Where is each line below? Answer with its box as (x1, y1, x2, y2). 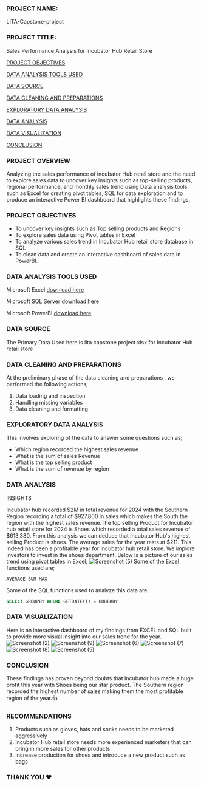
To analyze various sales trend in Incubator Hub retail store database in (15, 238, 194, 245)
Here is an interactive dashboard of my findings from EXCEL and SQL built (6, 626, 192, 634)
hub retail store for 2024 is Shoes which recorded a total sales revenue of (6, 525, 191, 533)
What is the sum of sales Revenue (15, 453, 100, 460)
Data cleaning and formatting (15, 405, 89, 412)
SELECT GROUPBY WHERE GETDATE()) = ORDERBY (6, 598, 118, 604)
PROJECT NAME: (6, 4, 58, 13)
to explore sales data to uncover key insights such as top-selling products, (6, 176, 192, 183)
